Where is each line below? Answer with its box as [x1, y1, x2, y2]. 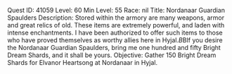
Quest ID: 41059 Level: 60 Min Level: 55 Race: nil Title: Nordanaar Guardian [7, 6, 225, 14]
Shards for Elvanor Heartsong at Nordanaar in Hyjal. [7, 58, 158, 66]
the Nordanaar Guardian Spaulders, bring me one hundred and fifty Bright [7, 44, 221, 51]
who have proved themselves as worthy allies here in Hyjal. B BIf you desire [7, 36, 223, 44]
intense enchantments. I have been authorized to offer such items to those [7, 28, 223, 37]
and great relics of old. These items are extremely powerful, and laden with [7, 21, 225, 29]
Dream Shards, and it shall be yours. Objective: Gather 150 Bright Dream [7, 51, 217, 59]
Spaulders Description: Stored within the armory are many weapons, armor [7, 13, 225, 22]
